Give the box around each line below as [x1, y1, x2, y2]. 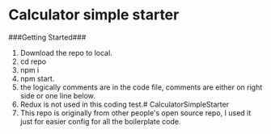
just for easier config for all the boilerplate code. [19, 116, 181, 126]
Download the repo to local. [19, 48, 113, 57]
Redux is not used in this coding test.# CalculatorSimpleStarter [19, 99, 229, 109]
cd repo [19, 57, 47, 66]
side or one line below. [19, 90, 95, 100]
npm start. [19, 73, 55, 83]
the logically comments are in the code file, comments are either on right [19, 82, 263, 92]
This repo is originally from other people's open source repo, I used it [19, 107, 252, 118]
